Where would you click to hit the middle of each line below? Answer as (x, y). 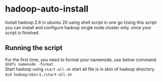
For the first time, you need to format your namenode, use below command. (81, 60)
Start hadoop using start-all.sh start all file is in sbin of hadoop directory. (80, 69)
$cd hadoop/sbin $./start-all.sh (39, 74)
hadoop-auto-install (47, 9)
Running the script (34, 48)
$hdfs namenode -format (29, 64)
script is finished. (22, 33)
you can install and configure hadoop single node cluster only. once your (78, 27)
